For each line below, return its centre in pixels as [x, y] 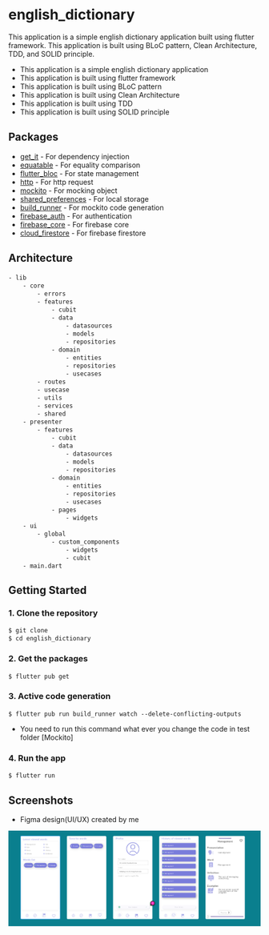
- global [52, 534]
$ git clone [28, 631]
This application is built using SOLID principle [94, 112]
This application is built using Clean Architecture [100, 94]
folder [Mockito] [46, 737]
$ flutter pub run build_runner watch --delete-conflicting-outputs [125, 714]
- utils [50, 398]
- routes [52, 382]
